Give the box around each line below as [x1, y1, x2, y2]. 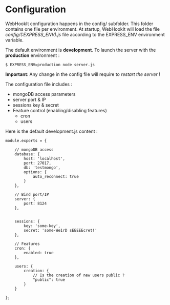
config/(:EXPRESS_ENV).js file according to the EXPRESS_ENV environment [5, 31, 165, 37]
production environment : [5, 52, 60, 58]
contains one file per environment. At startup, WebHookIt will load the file [5, 26, 160, 32]
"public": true [32, 277, 66, 282]
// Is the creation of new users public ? [32, 273, 125, 278]
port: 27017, [24, 160, 52, 166]
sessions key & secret [12, 101, 59, 108]
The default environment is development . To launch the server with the [5, 47, 156, 53]
